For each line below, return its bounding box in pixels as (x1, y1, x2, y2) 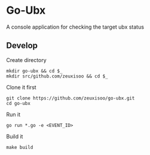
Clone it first (6, 83, 37, 91)
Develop (6, 41, 38, 51)
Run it (6, 111, 21, 118)
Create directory (6, 56, 47, 63)
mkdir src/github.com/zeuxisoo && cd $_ (6, 73, 109, 79)
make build (6, 144, 33, 150)
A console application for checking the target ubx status (6, 23, 145, 30)
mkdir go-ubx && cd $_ (6, 68, 63, 74)
